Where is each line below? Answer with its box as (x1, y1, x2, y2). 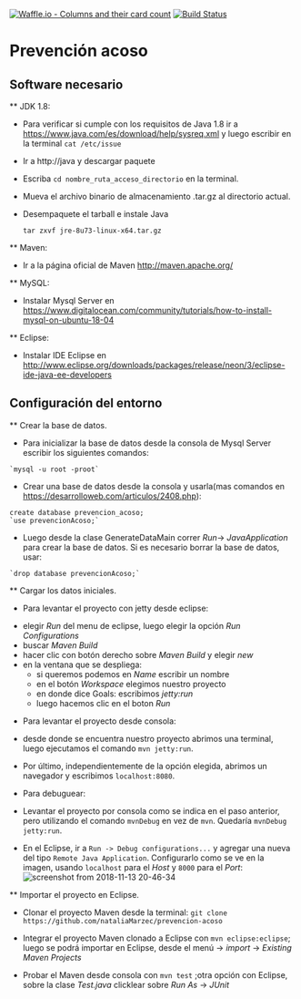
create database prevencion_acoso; (9, 508, 145, 517)
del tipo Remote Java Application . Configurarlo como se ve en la (22, 852, 265, 863)
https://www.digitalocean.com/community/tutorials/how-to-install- (22, 305, 273, 315)
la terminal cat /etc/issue (22, 138, 122, 149)
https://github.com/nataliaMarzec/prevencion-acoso (22, 916, 223, 925)
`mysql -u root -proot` (9, 465, 100, 474)
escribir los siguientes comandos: (22, 447, 150, 458)
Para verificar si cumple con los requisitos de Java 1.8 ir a (22, 118, 238, 129)
